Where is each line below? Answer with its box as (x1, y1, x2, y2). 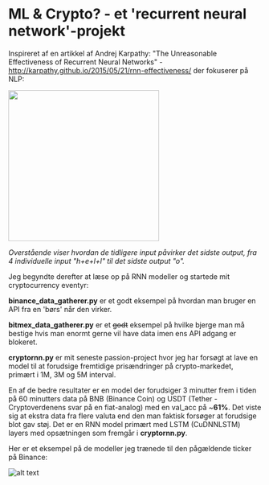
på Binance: (8, 452, 48, 462)
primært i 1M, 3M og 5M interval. (8, 369, 116, 379)
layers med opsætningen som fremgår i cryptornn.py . (8, 428, 188, 438)
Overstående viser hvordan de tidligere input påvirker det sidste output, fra (8, 247, 257, 257)
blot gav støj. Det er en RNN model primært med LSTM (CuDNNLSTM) (8, 419, 241, 429)
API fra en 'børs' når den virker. (8, 304, 112, 314)
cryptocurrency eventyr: (8, 280, 89, 290)
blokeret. (8, 337, 38, 347)
